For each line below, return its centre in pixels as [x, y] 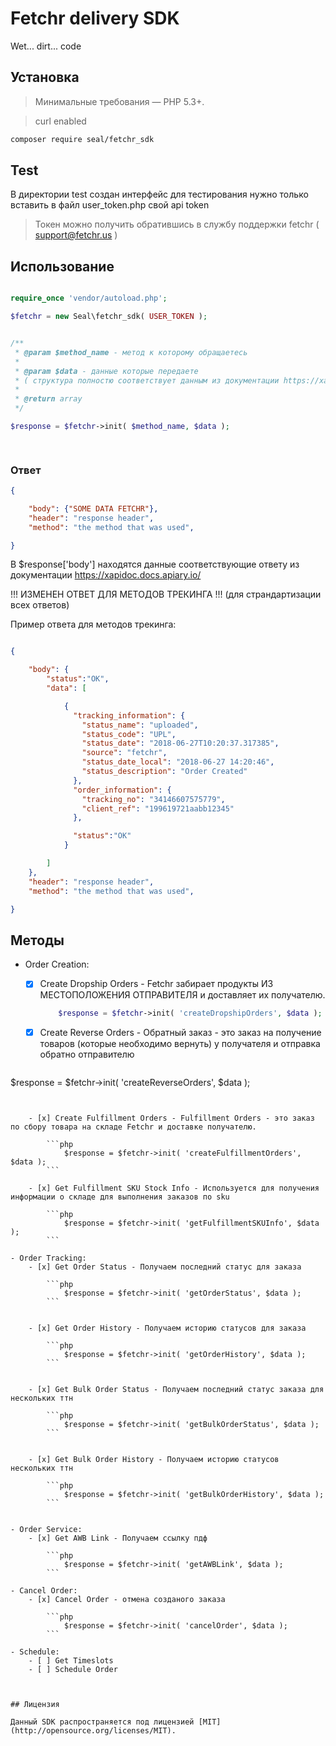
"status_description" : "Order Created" [164, 772]
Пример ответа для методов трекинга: [93, 624]
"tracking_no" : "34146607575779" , [153, 799]
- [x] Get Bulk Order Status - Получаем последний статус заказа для [176, 1390]
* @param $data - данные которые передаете [106, 371]
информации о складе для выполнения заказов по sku [120, 1197]
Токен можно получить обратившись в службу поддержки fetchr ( [177, 224]
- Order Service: [46, 1530]
